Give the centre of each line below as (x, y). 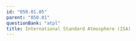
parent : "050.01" (28, 17)
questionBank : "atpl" (34, 23)
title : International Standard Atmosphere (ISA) (69, 29)
